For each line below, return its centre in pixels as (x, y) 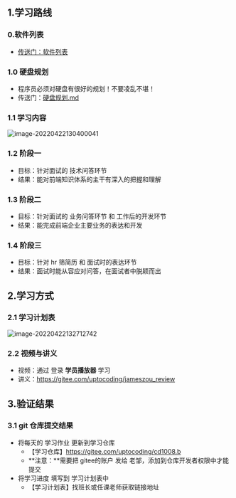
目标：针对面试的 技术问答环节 (62, 170)
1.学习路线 (30, 13)
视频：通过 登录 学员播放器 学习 (64, 370)
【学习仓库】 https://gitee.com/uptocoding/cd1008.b (104, 451)
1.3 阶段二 (24, 199)
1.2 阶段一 (24, 154)
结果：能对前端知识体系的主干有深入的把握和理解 (89, 179)
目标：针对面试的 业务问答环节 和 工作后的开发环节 (92, 216)
